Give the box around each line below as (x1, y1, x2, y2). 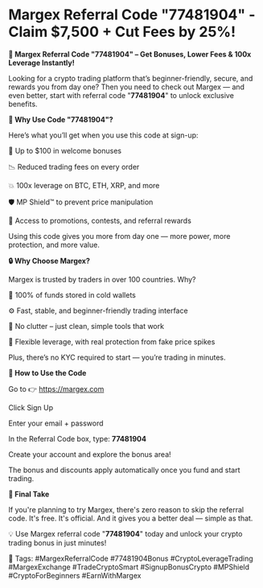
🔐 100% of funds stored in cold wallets (8, 290, 137, 299)
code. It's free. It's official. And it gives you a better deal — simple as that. (8, 513, 253, 523)
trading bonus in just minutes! (8, 537, 107, 548)
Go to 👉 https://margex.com (8, 384, 105, 393)
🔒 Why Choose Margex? (8, 256, 91, 265)
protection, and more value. (8, 240, 101, 249)
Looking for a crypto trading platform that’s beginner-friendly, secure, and (8, 73, 253, 83)
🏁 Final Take (8, 489, 50, 499)
